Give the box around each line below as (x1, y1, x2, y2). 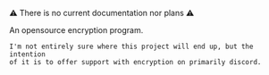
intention (9, 50, 46, 59)
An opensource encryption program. (9, 25, 144, 35)
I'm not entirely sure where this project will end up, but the (9, 42, 254, 51)
